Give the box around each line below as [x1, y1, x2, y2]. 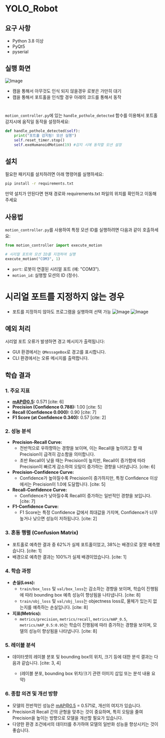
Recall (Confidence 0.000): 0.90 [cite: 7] [12, 409, 97, 415]
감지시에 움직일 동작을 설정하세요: [5, 119, 70, 124]
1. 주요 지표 [5, 387, 30, 394]
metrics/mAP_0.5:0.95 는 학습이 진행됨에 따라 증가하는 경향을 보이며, [19, 622, 152, 628]
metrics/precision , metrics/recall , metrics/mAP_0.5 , [19, 616, 128, 622]
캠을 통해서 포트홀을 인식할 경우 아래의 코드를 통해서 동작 [12, 94, 122, 100]
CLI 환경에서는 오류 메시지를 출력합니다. [12, 355, 89, 361]
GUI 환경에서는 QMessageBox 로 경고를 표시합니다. [12, 349, 106, 355]
